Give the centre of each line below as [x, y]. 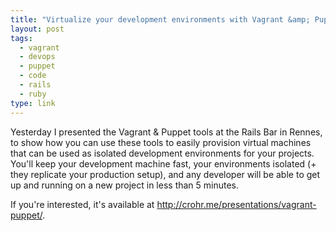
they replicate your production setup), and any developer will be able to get [165, 174]
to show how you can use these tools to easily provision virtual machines [161, 142]
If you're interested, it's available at [82, 204]
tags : [21, 38]
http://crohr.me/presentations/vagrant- [236, 204]
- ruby [33, 94]
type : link [33, 103]
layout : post [37, 29]
